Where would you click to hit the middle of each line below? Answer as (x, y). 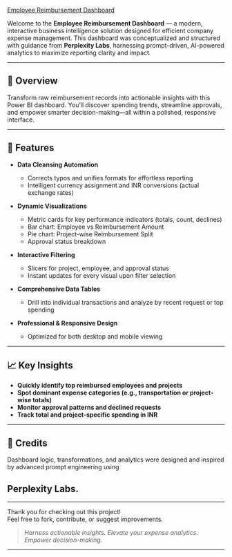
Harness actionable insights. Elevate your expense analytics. (111, 533)
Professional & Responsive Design (67, 323)
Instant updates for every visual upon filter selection (101, 275)
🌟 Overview (32, 81)
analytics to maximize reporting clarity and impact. (79, 53)
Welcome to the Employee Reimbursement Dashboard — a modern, (105, 23)
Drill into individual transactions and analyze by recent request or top (125, 302)
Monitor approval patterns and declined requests (89, 408)
